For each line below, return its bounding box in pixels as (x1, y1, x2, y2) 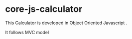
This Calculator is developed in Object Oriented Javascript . (5, 20, 128, 26)
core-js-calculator (5, 3, 83, 15)
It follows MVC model (5, 29, 49, 35)
